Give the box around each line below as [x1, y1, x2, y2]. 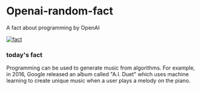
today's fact [6, 50, 43, 59]
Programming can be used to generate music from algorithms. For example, [6, 64, 196, 71]
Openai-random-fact [6, 4, 114, 18]
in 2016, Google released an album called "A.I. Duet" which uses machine [6, 71, 189, 78]
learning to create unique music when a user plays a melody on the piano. [6, 77, 191, 85]
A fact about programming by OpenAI [6, 24, 100, 31]
